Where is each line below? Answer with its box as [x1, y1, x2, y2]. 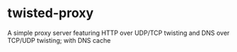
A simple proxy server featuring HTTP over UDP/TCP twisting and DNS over [7, 28, 230, 37]
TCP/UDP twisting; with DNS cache [7, 36, 111, 44]
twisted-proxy [7, 5, 94, 21]
